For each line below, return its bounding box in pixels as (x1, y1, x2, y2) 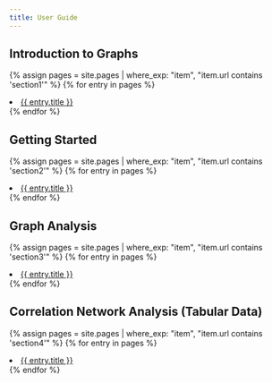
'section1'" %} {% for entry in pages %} (9, 80, 156, 90)
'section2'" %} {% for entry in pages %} (9, 166, 157, 176)
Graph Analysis (9, 218, 98, 234)
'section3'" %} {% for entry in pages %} (9, 251, 157, 262)
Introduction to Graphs (9, 47, 139, 62)
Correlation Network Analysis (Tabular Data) (9, 304, 263, 319)
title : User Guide (9, 13, 78, 22)
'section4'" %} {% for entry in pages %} (9, 337, 158, 348)
